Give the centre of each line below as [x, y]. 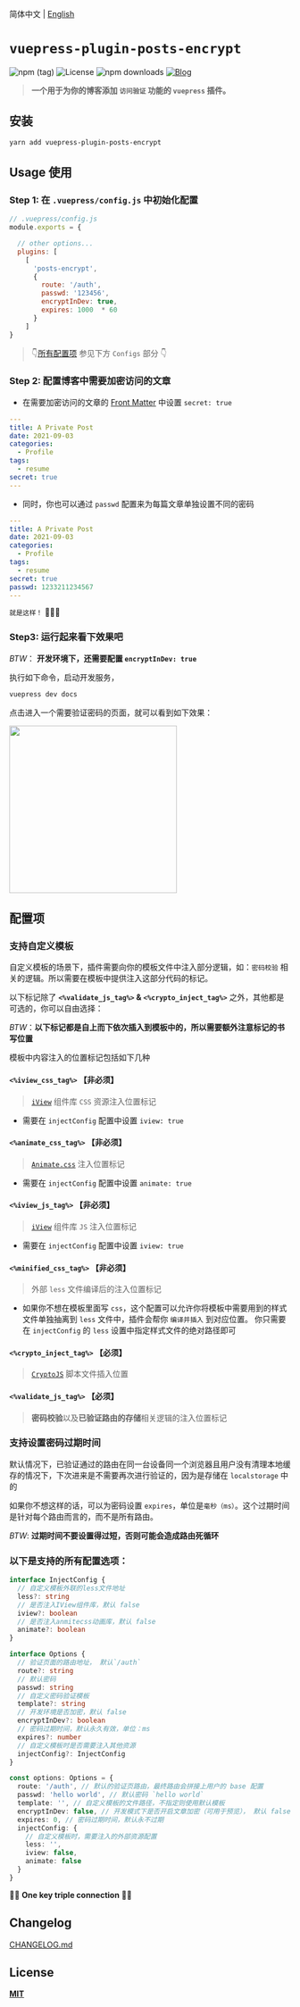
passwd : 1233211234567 [51, 587]
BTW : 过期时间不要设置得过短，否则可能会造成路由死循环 [114, 1536]
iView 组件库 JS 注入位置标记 [83, 1226]
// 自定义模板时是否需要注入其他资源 [77, 1745]
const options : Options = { [62, 1778]
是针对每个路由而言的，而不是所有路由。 [83, 1516]
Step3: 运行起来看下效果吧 [66, 637]
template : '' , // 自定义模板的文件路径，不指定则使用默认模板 [121, 1803]
